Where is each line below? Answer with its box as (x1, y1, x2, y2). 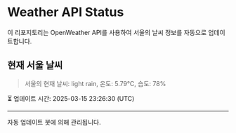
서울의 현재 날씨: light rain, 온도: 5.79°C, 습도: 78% (24, 79, 166, 87)
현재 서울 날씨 (7, 59, 63, 71)
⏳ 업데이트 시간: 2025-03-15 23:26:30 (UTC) (7, 94, 135, 102)
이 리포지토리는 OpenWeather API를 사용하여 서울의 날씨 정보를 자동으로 (7, 28, 207, 36)
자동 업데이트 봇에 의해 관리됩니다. (7, 118, 101, 126)
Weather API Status (7, 4, 124, 20)
